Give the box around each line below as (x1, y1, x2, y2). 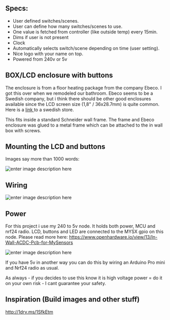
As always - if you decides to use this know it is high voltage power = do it (5, 275, 163, 281)
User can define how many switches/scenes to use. (12, 23, 123, 29)
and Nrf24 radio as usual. (5, 265, 60, 271)
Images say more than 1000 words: (5, 156, 80, 162)
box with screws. (5, 127, 42, 133)
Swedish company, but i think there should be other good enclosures (5, 95, 152, 102)
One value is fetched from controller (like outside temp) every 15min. (12, 28, 158, 35)
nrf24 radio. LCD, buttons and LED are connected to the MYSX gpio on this (5, 228, 164, 235)
